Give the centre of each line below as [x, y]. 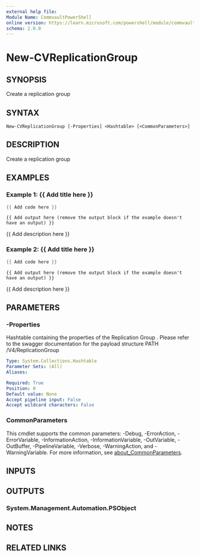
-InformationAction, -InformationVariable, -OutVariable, [109, 440]
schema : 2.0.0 [24, 28]
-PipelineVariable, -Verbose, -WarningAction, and [93, 446]
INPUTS [21, 471]
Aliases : [17, 372]
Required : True [25, 383]
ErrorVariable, [23, 440]
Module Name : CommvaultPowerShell [49, 17]
